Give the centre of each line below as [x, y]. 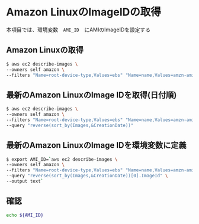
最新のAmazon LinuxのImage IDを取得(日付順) [92, 95]
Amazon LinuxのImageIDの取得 [84, 12]
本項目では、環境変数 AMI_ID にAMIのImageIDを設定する [78, 30]
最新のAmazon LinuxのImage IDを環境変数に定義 [96, 145]
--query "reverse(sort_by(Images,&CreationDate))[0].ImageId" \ [87, 176]
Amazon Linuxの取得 [45, 50]
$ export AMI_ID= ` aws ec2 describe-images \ [62, 159]
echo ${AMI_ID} [25, 215]
